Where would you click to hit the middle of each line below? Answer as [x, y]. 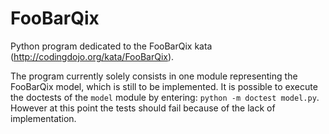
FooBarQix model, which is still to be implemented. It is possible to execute [164, 86]
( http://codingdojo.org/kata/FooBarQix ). [92, 56]
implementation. [43, 118]
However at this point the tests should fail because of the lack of [143, 108]
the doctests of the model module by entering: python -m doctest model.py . [165, 97]
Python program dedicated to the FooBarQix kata [111, 46]
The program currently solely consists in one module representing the [154, 76]
